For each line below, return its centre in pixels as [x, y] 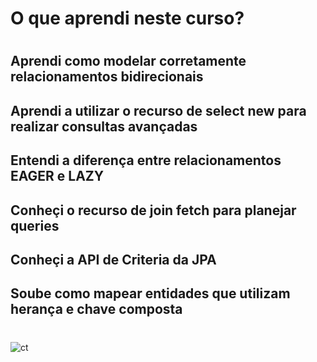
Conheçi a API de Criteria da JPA [113, 259]
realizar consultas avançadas [104, 126]
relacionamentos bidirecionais [107, 77]
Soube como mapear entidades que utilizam [150, 293]
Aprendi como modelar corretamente [128, 61]
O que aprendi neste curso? [127, 18]
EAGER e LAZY [57, 176]
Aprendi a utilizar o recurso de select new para [158, 110]
